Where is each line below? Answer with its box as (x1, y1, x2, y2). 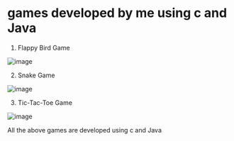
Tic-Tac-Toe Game (17, 98, 73, 107)
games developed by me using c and (7, 5, 228, 21)
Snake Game (17, 71, 55, 79)
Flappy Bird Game (17, 43, 70, 52)
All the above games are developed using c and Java (7, 125, 162, 134)
